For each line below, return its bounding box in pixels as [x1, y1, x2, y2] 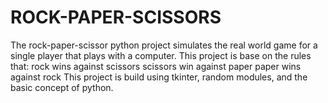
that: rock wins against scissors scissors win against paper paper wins [10, 60, 302, 72]
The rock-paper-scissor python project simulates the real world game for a [10, 39, 318, 51]
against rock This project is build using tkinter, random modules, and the [10, 71, 308, 83]
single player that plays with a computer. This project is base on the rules [10, 49, 312, 61]
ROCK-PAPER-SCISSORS [10, 6, 222, 29]
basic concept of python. [10, 81, 114, 93]
